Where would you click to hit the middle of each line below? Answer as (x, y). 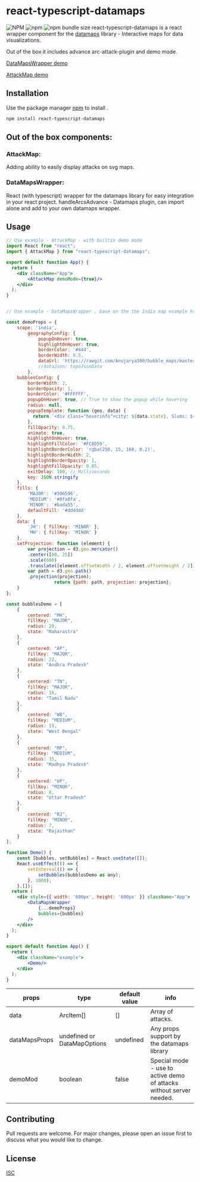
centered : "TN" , (48, 682)
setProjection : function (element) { (64, 544)
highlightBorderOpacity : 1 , (62, 460)
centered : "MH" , (48, 615)
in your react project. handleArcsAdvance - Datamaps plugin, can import (95, 202)
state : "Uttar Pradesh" (57, 798)
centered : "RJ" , (48, 814)
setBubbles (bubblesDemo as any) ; (79, 875)
